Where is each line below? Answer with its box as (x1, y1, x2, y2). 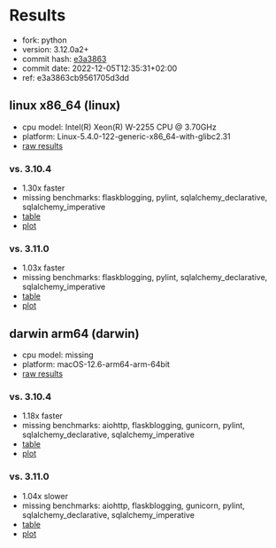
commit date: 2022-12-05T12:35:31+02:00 (21, 63, 178, 74)
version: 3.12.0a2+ (21, 43, 89, 54)
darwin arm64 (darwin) (9, 325, 140, 341)
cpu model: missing (21, 349, 95, 360)
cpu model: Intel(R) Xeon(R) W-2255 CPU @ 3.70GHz (21, 121, 217, 132)
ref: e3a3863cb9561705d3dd (21, 72, 130, 82)
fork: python (21, 35, 68, 45)
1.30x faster (21, 183, 65, 193)
